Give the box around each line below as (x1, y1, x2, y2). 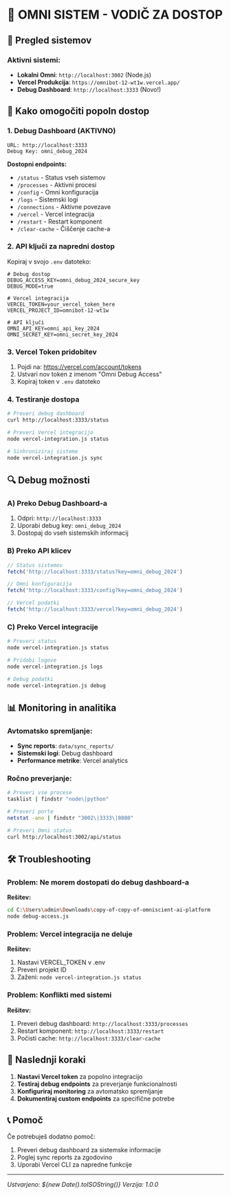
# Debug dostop (7, 270, 51, 277)
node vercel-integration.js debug (7, 682, 107, 689)
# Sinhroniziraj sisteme (7, 448, 78, 455)
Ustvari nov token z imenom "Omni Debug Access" (16, 370, 162, 379)
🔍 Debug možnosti (7, 475, 91, 486)
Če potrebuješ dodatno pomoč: (7, 1132, 96, 1141)
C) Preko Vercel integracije (7, 622, 98, 631)
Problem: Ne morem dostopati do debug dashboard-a (7, 878, 190, 887)
